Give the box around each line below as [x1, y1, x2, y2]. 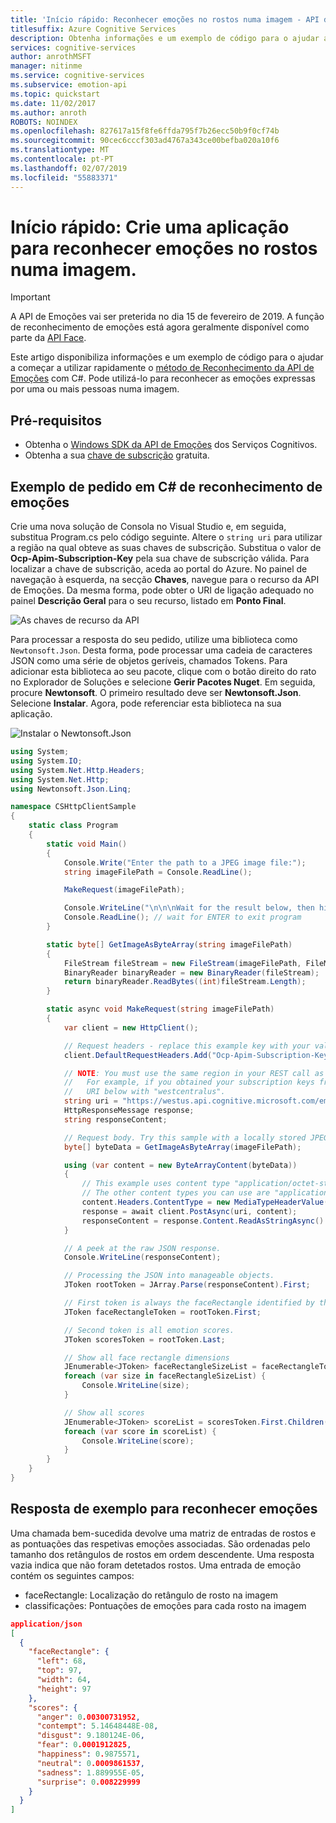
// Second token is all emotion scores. [63, 1325, 235, 1335]
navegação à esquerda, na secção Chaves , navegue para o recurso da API [10, 574, 320, 586]
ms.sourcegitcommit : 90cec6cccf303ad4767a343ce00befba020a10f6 [10, 136, 280, 146]
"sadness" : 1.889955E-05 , [36, 1767, 145, 1778]
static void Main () [46, 839, 128, 849]
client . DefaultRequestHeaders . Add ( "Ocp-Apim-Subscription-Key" [63, 1050, 333, 1060]
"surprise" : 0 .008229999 [36, 1777, 141, 1787]
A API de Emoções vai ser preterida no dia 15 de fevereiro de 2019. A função [10, 311, 325, 323]
